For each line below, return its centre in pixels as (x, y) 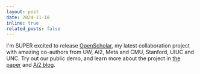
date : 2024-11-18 (28, 17)
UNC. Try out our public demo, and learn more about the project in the (93, 58)
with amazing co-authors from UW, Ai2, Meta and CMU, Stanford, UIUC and (100, 52)
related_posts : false (33, 29)
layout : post (23, 12)
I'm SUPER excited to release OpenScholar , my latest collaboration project (98, 46)
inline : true (23, 23)
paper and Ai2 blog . (31, 65)
